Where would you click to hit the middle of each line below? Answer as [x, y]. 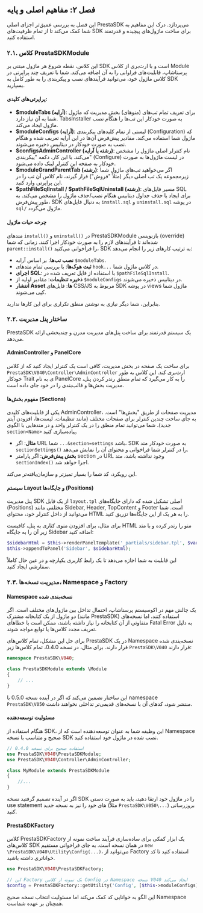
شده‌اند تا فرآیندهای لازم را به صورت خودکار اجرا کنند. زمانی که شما [83, 242]
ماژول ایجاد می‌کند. [37, 125]
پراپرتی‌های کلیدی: [27, 99]
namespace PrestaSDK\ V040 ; [41, 658]
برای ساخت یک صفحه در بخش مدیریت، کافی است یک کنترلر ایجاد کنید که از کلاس [98, 366]
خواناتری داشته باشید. [31, 858]
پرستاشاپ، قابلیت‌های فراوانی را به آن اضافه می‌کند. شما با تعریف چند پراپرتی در [97, 72]
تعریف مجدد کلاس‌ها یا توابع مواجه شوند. [52, 629]
